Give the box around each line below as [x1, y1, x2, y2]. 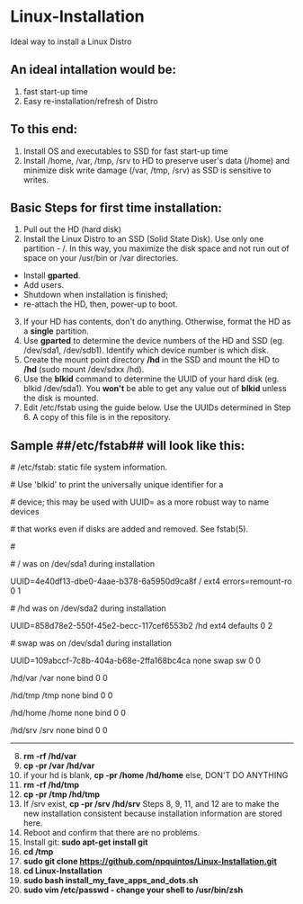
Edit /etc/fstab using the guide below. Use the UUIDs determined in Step [22, 402, 291, 413]
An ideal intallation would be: [10, 62, 177, 77]
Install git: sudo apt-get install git [22, 837, 148, 847]
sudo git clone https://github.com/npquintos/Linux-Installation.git [22, 856, 278, 867]
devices [10, 506, 40, 517]
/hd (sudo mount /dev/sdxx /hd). [22, 364, 145, 375]
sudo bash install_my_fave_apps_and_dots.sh [22, 875, 199, 886]
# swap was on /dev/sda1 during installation [10, 638, 173, 649]
